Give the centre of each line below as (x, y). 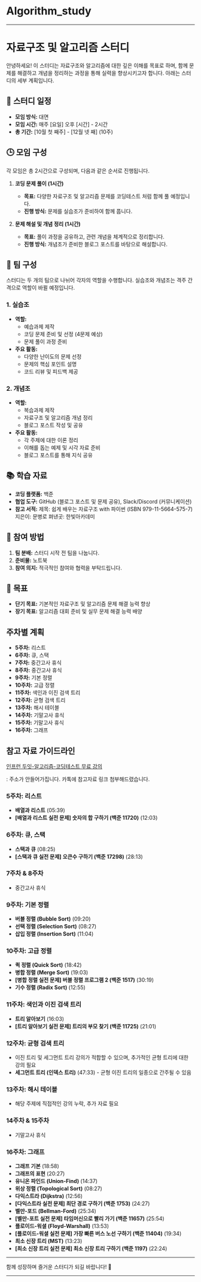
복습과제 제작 (39, 410)
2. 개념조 (19, 388)
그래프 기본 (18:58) (37, 1166)
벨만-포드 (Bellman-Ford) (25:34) (56, 1211)
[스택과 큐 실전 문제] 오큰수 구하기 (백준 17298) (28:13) (79, 856)
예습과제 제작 (39, 326)
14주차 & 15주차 (28, 1121)
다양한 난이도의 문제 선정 (53, 356)
